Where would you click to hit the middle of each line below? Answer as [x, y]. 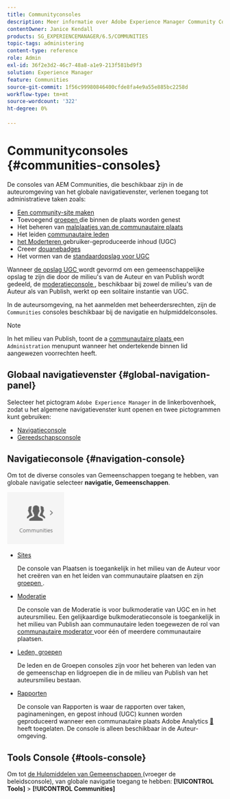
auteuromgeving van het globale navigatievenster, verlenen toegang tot [108, 192]
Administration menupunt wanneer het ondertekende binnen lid [98, 346]
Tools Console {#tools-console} [77, 757]
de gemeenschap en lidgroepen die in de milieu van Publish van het [113, 673]
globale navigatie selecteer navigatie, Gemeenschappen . [89, 483]
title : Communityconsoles [44, 14]
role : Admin [24, 58]
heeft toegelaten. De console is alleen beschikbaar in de [96, 729]
